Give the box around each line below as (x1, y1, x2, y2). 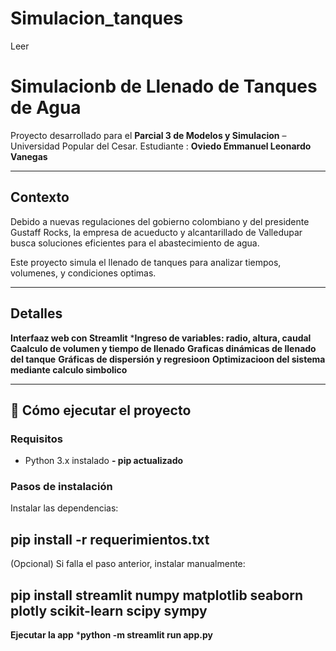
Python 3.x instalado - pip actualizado (24, 455, 184, 467)
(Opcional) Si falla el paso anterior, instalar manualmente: (10, 558, 246, 570)
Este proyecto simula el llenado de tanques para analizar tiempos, (10, 256, 282, 268)
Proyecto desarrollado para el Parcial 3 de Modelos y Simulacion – (10, 129, 287, 141)
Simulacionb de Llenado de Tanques (10, 75, 318, 98)
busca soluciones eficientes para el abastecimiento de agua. (10, 237, 260, 249)
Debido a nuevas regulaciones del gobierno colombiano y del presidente (10, 215, 310, 227)
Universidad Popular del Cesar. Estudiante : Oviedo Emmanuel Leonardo (10, 140, 312, 152)
